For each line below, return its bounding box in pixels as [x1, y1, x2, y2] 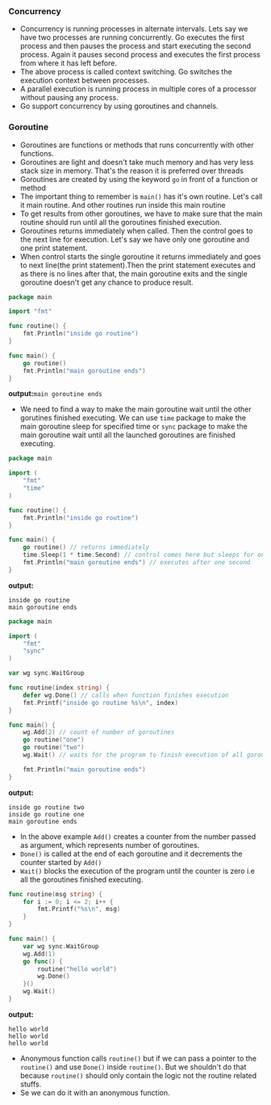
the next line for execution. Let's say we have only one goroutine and [19, 234, 250, 244]
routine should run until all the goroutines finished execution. [19, 217, 222, 227]
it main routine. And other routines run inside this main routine [19, 200, 226, 209]
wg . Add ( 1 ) [23, 950, 56, 958]
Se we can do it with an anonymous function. [19, 1087, 171, 1097]
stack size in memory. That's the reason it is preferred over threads [19, 166, 244, 175]
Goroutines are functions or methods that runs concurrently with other [19, 140, 254, 150]
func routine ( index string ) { [8, 684, 110, 692]
